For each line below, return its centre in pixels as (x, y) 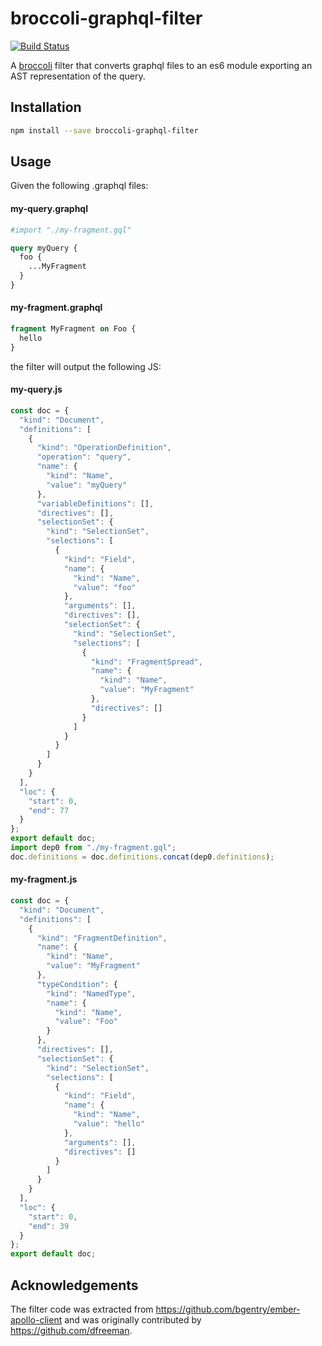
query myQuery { (44, 248)
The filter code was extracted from (82, 1309)
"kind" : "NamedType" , (91, 993)
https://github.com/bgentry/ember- (228, 1309)
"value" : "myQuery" (87, 485)
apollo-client (36, 1319)
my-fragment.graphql (56, 308)
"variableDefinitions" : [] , (95, 503)
